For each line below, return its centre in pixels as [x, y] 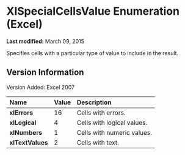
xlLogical [23, 123]
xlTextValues [29, 142]
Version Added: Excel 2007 [41, 87]
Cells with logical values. [112, 123]
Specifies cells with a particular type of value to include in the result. [92, 53]
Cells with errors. [101, 113]
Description [94, 102]
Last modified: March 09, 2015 [45, 41]
